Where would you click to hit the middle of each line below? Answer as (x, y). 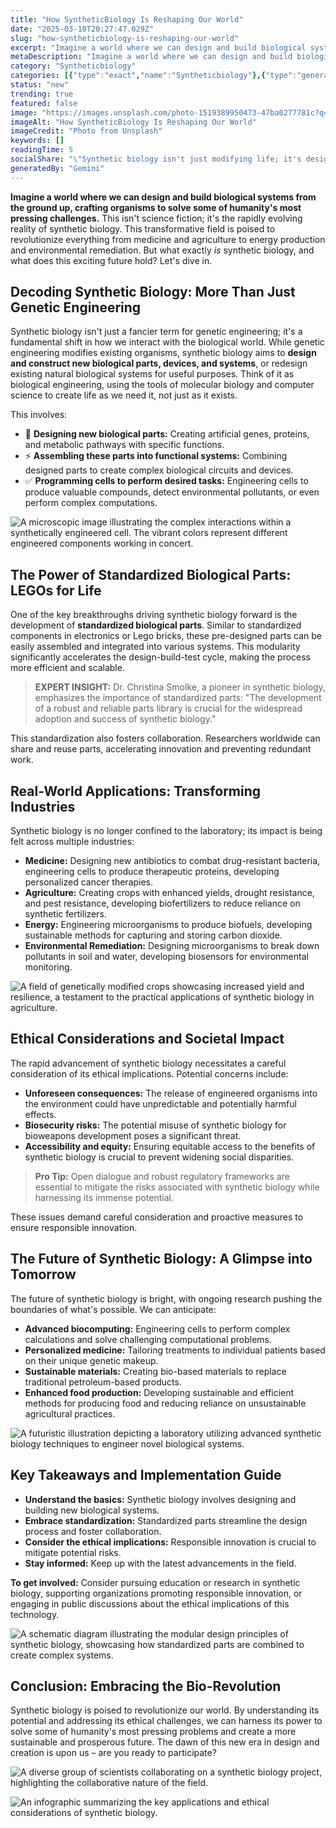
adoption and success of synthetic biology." (125, 719)
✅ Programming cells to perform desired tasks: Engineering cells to (166, 481)
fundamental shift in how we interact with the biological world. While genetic (167, 342)
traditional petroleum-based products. (103, 1382)
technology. (35, 1614)
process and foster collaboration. (93, 1531)
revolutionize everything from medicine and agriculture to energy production (168, 239)
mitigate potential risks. (73, 1552)
